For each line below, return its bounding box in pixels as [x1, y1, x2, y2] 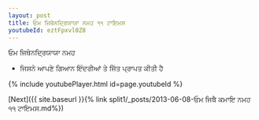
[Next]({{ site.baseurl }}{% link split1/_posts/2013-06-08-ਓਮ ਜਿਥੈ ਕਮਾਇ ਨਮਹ [8, 95, 251, 104]
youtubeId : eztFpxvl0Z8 [8, 26, 87, 34]
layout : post [8, 11, 51, 20]
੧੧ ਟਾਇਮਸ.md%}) [8, 103, 65, 113]
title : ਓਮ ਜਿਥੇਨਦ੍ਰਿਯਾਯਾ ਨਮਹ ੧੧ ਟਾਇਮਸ [8, 19, 126, 27]
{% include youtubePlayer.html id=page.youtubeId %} [8, 80, 183, 89]
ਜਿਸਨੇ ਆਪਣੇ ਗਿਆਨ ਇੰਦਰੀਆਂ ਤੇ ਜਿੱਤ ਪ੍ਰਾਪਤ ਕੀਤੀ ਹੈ [19, 64, 164, 73]
